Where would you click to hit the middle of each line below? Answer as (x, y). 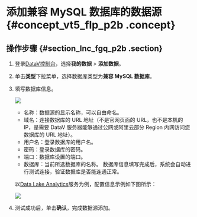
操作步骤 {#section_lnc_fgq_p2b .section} (84, 48)
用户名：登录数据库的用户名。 (60, 142)
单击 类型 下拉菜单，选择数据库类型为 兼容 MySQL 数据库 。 (85, 76)
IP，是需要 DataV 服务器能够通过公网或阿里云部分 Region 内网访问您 (107, 127)
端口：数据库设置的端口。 (55, 157)
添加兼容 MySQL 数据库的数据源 (84, 12)
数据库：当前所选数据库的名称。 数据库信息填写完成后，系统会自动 (105, 164)
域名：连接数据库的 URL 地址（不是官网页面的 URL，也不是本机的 (103, 120)
